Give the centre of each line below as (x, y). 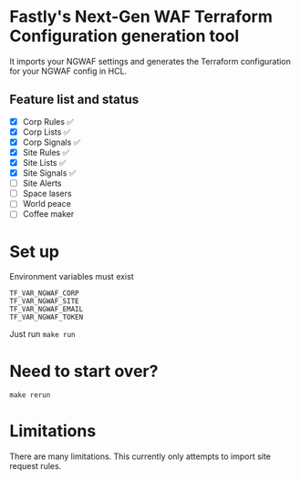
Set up (34, 251)
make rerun (30, 395)
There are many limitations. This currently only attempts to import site (140, 456)
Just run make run (42, 334)
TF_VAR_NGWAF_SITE (44, 301)
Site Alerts (42, 183)
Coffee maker (48, 214)
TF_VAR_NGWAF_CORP (44, 293)
